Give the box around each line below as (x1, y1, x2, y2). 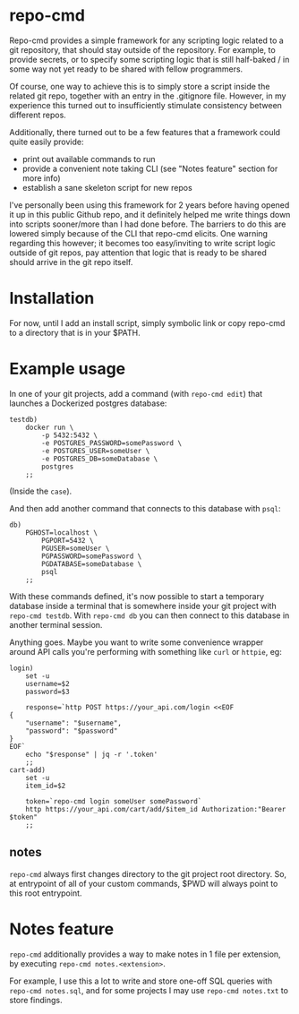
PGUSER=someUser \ (41, 544, 110, 553)
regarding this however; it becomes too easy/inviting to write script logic (9, 237, 276, 248)
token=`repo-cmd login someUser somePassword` (25, 796, 202, 806)
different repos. (9, 109, 67, 120)
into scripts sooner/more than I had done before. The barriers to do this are (9, 219, 286, 229)
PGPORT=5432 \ (41, 536, 94, 545)
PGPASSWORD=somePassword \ (41, 552, 142, 561)
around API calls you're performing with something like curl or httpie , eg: (9, 646, 282, 657)
